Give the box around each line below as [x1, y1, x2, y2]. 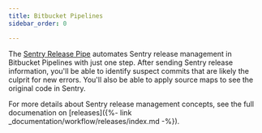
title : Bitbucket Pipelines [8, 11, 104, 20]
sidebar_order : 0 [8, 19, 67, 28]
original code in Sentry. [8, 83, 87, 93]
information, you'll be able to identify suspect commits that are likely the [8, 66, 250, 75]
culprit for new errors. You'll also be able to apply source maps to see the [8, 75, 254, 84]
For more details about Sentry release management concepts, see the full [8, 99, 254, 109]
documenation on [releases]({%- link [8, 107, 132, 118]
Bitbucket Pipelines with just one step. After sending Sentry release [8, 58, 234, 67]
